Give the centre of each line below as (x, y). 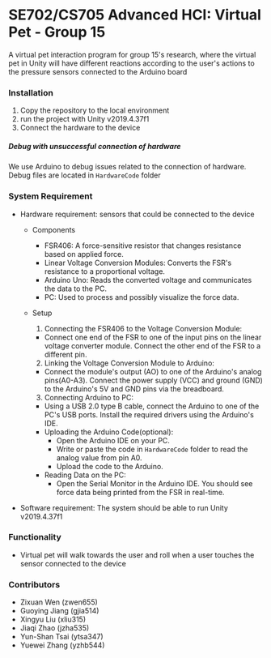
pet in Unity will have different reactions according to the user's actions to (131, 63)
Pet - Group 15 (57, 32)
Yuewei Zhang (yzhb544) (62, 645)
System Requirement (51, 196)
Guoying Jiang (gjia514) (59, 611)
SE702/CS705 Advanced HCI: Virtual (135, 15)
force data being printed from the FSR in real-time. (140, 492)
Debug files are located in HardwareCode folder (85, 175)
